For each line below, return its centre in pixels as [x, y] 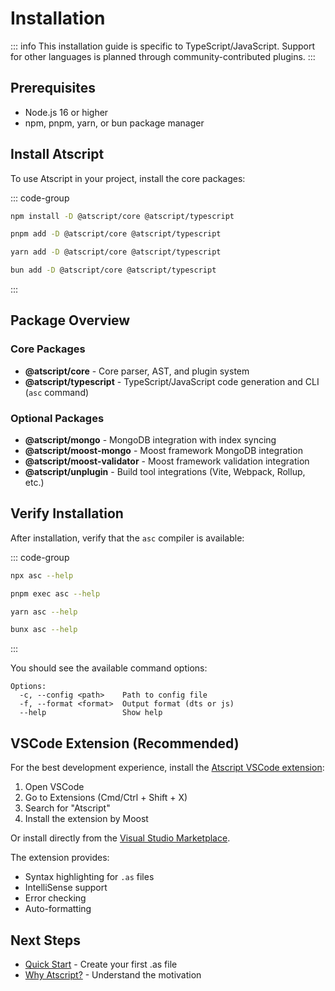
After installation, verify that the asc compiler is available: [127, 538]
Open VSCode [54, 787]
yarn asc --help [44, 612]
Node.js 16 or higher [66, 112]
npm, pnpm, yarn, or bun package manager [114, 123]
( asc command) [57, 392]
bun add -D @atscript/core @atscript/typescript [113, 270]
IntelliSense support [66, 888]
